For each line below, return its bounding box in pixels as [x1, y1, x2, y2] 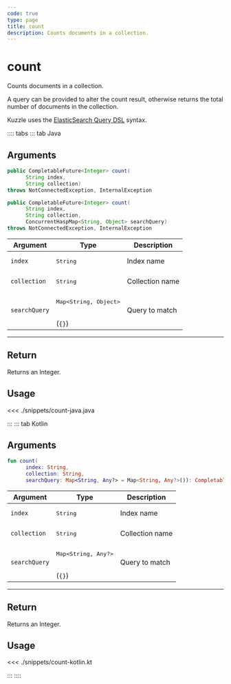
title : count [7, 23, 45, 30]
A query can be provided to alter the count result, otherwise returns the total [7, 95, 223, 103]
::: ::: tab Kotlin [7, 419, 48, 428]
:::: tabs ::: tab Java [7, 129, 61, 138]
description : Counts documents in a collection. [7, 29, 149, 37]
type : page [7, 17, 38, 23]
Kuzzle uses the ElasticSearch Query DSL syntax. [7, 116, 147, 124]
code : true [7, 10, 38, 17]
